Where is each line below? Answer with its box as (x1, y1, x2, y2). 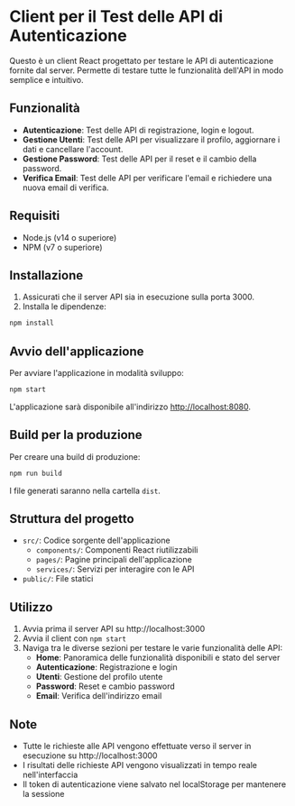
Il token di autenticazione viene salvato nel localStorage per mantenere (22, 779, 287, 790)
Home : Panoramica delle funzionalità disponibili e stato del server (35, 652, 281, 664)
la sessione (22, 789, 65, 800)
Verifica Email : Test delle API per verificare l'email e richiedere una (22, 172, 272, 183)
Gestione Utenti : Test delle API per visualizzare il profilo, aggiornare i (22, 133, 281, 145)
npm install (9, 318, 54, 328)
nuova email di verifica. (22, 182, 110, 193)
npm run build (9, 469, 63, 478)
